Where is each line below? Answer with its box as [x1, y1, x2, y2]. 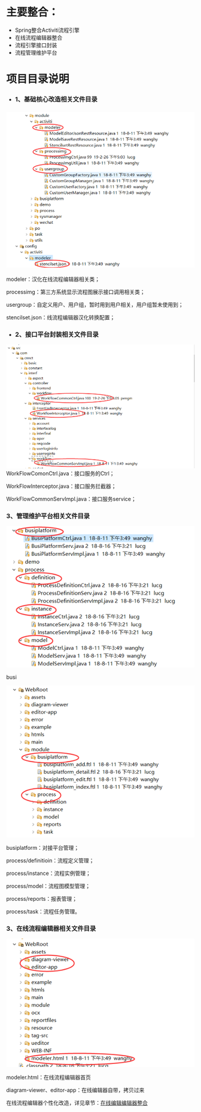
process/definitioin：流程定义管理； [6, 856, 95, 864]
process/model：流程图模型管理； [6, 882, 91, 889]
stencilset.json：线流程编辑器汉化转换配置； [6, 313, 115, 321]
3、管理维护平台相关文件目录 [6, 511, 90, 520]
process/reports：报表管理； [6, 895, 78, 902]
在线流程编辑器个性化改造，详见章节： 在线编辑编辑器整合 [6, 1099, 148, 1106]
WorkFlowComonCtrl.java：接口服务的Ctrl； [6, 470, 115, 477]
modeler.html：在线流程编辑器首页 [6, 1074, 91, 1081]
